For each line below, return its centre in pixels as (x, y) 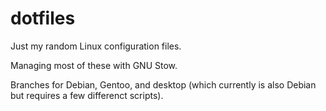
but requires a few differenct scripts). (87, 95)
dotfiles (43, 18)
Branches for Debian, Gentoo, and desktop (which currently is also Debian (163, 84)
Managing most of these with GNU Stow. (94, 65)
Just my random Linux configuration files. (96, 46)
